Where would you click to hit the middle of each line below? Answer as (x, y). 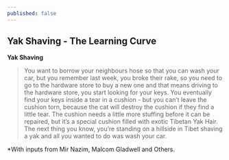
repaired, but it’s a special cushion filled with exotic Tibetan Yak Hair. (121, 122)
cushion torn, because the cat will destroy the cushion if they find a (119, 107)
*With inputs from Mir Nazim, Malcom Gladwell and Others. (91, 149)
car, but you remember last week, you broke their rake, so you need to (123, 78)
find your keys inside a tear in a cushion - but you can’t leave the (115, 100)
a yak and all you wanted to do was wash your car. (95, 136)
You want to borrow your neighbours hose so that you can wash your (121, 71)
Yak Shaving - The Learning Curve (82, 41)
